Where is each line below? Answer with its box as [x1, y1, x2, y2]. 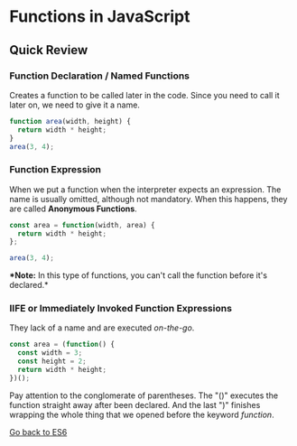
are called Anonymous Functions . [9, 203, 137, 214]
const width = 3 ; [17, 348, 83, 358]
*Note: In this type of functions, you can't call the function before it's [9, 270, 268, 281]
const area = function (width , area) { [9, 220, 155, 229]
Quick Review [9, 42, 88, 58]
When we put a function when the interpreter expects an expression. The [9, 183, 282, 195]
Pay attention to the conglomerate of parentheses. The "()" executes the [9, 390, 278, 401]
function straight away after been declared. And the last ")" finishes [9, 399, 261, 410]
